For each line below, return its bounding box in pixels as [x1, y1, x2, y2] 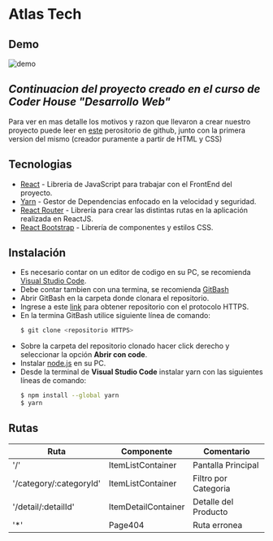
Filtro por [193, 473, 227, 484]
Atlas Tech [8, 5, 82, 24]
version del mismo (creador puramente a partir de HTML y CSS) [8, 133, 223, 143]
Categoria [193, 482, 231, 494]
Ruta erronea [193, 519, 243, 530]
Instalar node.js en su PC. [19, 359, 106, 369]
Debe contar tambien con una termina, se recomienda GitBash [19, 285, 229, 294]
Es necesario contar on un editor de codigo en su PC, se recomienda [19, 268, 251, 277]
